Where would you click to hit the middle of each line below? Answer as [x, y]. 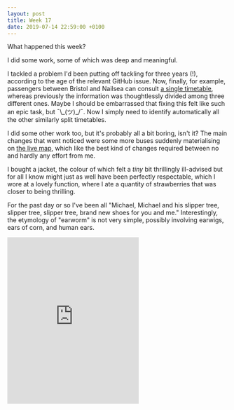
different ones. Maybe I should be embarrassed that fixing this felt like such [116, 104]
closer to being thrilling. [41, 192]
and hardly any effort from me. [51, 156]
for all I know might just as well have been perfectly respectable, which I [111, 177]
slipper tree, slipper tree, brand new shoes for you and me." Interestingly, [113, 213]
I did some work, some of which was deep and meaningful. [92, 60]
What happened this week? [47, 47]
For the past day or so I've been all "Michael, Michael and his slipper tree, [113, 205]
